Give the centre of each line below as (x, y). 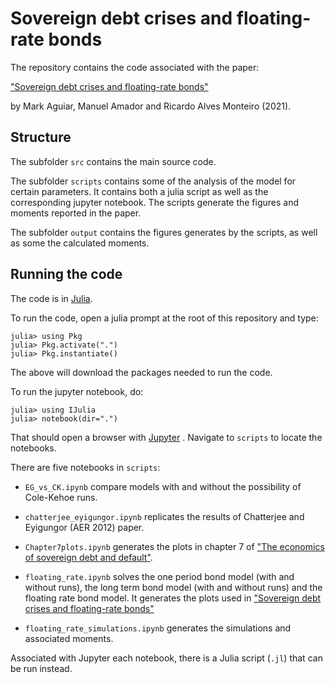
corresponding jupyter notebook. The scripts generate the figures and (155, 202)
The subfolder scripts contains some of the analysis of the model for (153, 181)
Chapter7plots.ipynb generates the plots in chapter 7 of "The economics (174, 546)
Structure (41, 137)
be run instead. (41, 668)
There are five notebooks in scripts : (85, 467)
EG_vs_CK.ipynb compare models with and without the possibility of (163, 486)
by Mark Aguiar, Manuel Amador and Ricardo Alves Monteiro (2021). (151, 106)
